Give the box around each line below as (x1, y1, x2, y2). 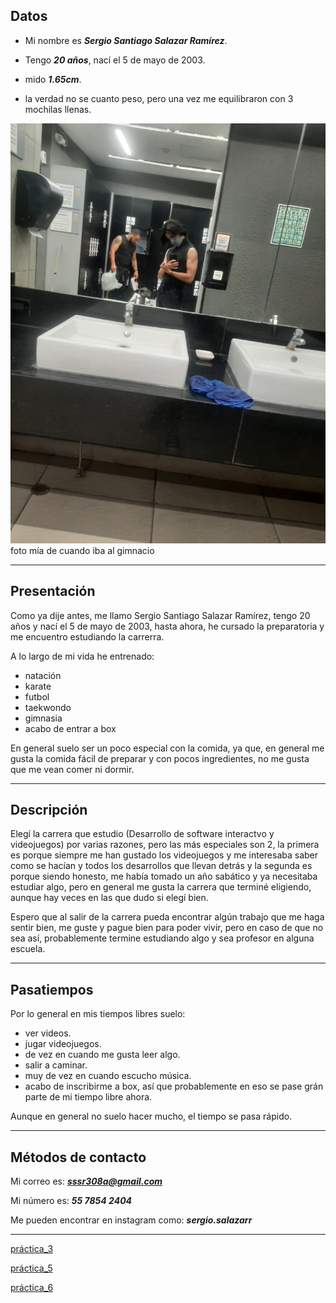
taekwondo (24, 701, 72, 713)
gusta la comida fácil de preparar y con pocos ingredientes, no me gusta (10, 752, 310, 764)
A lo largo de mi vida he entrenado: (10, 650, 155, 662)
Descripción (10, 802, 88, 819)
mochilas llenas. (24, 103, 92, 115)
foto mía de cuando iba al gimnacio (10, 544, 155, 556)
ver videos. (24, 1027, 72, 1039)
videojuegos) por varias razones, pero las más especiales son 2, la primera (10, 839, 320, 851)
